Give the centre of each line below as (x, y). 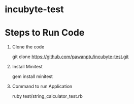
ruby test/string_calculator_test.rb (47, 96)
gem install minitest (32, 76)
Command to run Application (42, 86)
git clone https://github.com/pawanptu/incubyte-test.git (70, 57)
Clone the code (28, 47)
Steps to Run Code (45, 33)
